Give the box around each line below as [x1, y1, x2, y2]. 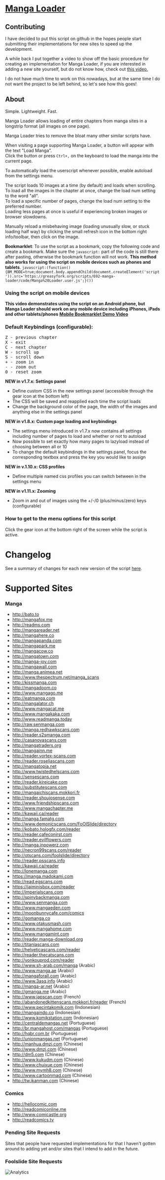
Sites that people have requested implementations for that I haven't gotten [5, 1140, 156, 1146]
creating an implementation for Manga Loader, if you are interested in [5, 61, 146, 67]
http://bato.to [12, 611, 39, 617]
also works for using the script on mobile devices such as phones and [5, 259, 151, 265]
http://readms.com [12, 622, 51, 628]
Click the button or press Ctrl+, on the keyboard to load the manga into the [5, 152, 159, 158]
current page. [5, 158, 33, 164]
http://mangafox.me [12, 617, 53, 623]
